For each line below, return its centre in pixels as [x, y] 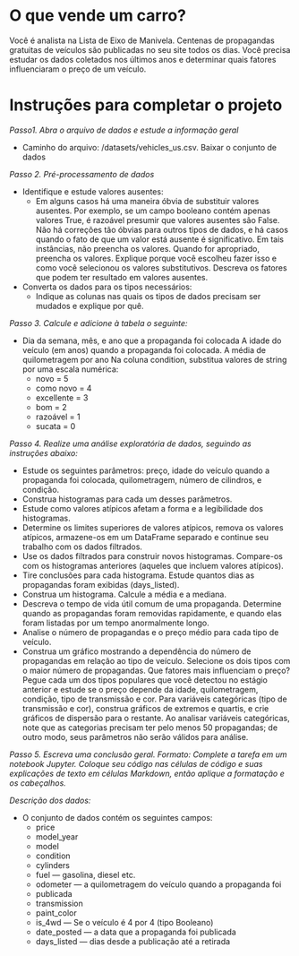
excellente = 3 [62, 397]
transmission [59, 903]
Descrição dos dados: [50, 800]
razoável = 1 [58, 417]
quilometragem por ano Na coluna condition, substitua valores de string [154, 359]
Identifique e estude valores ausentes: [93, 191]
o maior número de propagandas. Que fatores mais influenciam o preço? [156, 670]
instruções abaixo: [43, 452]
